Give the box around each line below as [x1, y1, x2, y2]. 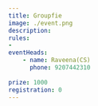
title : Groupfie [8, 11, 62, 20]
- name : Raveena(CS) [22, 57, 91, 65]
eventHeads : [8, 49, 48, 57]
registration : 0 [8, 85, 62, 94]
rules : [8, 33, 30, 42]
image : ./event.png [8, 19, 73, 27]
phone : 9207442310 [29, 64, 91, 72]
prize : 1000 [8, 78, 48, 86]
